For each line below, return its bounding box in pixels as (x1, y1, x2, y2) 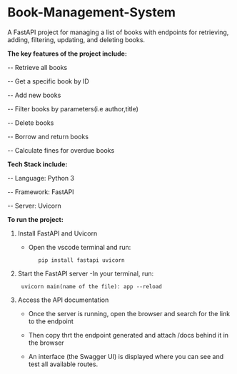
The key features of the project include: (7, 49, 127, 58)
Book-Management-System (7, 4, 176, 21)
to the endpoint (28, 317, 74, 325)
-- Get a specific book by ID (7, 76, 89, 86)
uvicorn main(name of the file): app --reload (21, 283, 162, 290)
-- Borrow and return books (7, 132, 89, 141)
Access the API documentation (17, 295, 109, 304)
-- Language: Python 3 (7, 173, 75, 182)
